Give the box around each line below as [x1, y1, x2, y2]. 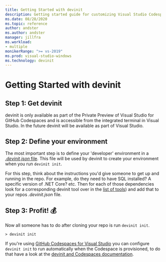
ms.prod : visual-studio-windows [5, 53, 72, 59]
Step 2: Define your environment [5, 137, 108, 145]
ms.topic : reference [5, 21, 48, 26]
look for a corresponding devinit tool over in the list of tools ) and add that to [5, 187, 159, 193]
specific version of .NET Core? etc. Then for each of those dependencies [5, 181, 154, 187]
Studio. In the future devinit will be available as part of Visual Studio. [5, 123, 144, 129]
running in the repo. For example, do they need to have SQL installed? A [5, 176, 152, 182]
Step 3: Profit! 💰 [5, 206, 57, 215]
